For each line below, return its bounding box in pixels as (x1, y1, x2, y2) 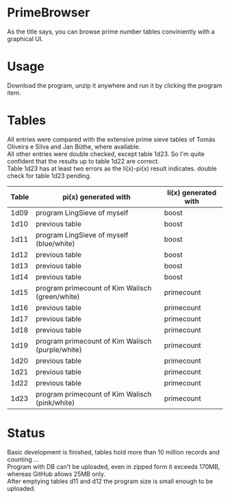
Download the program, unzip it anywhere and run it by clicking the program (7, 81, 222, 90)
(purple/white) (35, 344, 82, 354)
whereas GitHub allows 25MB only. (7, 470, 106, 478)
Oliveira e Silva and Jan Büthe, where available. (7, 142, 141, 151)
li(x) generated (167, 188, 217, 197)
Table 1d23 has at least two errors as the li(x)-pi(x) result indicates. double (7, 164, 217, 172)
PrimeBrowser (7, 5, 90, 21)
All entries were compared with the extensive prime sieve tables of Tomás (7, 135, 216, 143)
